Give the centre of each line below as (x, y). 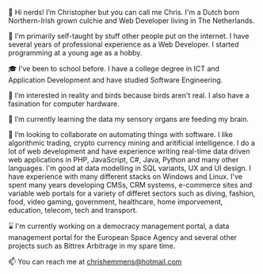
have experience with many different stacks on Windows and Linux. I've (126, 177)
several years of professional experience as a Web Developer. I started (124, 44)
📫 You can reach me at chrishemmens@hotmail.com (95, 262)
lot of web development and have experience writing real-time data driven (129, 151)
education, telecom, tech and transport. (73, 210)
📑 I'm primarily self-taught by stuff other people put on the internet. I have (129, 36)
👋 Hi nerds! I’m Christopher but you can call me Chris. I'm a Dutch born (124, 12)
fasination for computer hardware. (64, 104)
